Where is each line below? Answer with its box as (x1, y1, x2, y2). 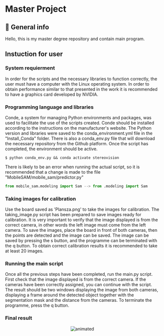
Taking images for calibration (5, 195, 76, 202)
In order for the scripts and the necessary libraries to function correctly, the (5, 76, 158, 82)
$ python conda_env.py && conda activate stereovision (5, 155, 119, 160)
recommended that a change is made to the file (5, 169, 101, 175)
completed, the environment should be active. (5, 146, 98, 152)
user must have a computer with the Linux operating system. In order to (5, 81, 149, 87)
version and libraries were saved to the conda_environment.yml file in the (5, 130, 153, 136)
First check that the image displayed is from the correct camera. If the (5, 276, 146, 282)
